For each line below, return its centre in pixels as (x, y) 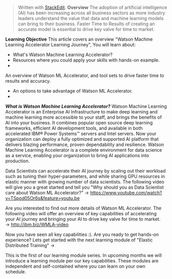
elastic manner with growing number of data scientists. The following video (85, 182)
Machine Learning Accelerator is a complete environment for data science (84, 150)
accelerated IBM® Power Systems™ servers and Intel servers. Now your (81, 134)
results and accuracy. (28, 81)
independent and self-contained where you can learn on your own (75, 266)
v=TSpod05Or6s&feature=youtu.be (43, 198)
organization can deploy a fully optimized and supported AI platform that (82, 139)
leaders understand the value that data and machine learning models (91, 18)
